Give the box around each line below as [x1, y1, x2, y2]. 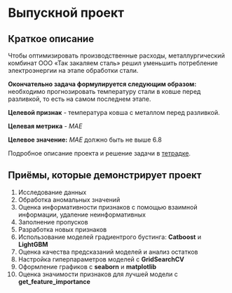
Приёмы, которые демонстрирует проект [8, 170, 202, 182]
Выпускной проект [8, 5, 125, 21]
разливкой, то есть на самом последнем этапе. [8, 95, 151, 103]
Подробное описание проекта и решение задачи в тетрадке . [8, 149, 191, 157]
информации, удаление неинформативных [18, 210, 146, 219]
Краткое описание [8, 33, 94, 45]
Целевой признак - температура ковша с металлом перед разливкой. [8, 109, 220, 116]
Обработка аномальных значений [18, 195, 121, 204]
